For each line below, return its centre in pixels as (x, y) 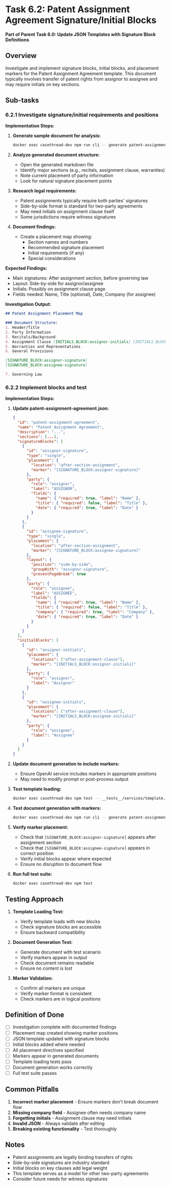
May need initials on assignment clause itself (67, 212)
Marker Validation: (33, 978)
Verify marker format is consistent (56, 993)
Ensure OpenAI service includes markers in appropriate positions (88, 774)
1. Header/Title (22, 328)
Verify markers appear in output (54, 957)
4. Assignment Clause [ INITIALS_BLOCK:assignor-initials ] (68, 342)
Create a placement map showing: (56, 237)
